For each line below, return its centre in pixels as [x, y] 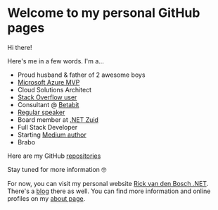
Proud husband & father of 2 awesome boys [81, 75]
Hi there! [20, 47]
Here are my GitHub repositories [54, 156]
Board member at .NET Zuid [58, 119]
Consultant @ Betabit [48, 104]
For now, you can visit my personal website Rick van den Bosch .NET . [108, 183]
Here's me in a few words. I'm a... [56, 61]
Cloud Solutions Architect [54, 89]
